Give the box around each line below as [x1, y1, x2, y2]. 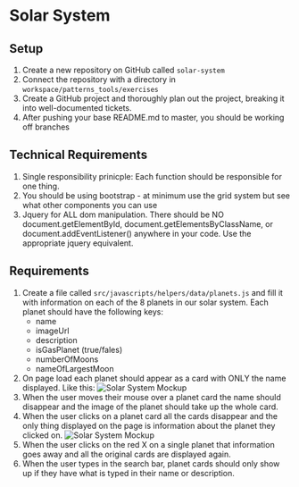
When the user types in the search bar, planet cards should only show [21, 458, 280, 469]
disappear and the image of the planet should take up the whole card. [21, 401, 278, 412]
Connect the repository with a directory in [21, 74, 177, 85]
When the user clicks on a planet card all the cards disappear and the [21, 410, 278, 421]
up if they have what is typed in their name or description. [21, 467, 235, 478]
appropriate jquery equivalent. [21, 238, 134, 248]
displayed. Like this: [21, 382, 96, 393]
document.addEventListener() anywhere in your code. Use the [21, 228, 252, 239]
